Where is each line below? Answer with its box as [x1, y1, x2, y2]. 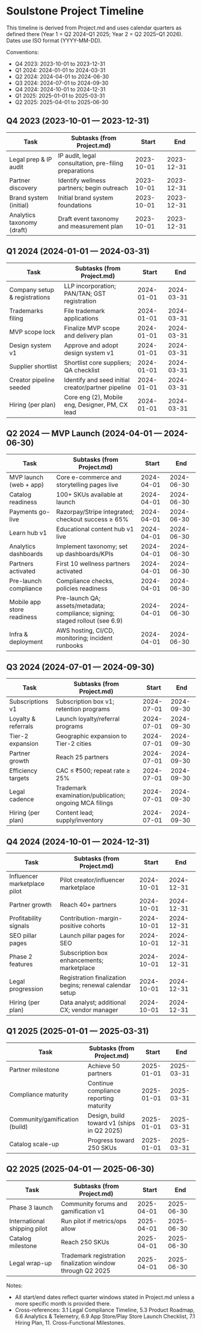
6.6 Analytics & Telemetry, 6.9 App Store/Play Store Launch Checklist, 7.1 [14, 1312, 195, 1320]
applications [64, 314, 99, 322]
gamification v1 [61, 1207, 105, 1215]
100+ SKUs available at [56, 490, 123, 499]
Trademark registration [61, 1251, 126, 1260]
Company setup [9, 286, 55, 294]
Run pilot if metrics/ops [61, 1217, 127, 1225]
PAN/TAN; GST [64, 289, 106, 298]
